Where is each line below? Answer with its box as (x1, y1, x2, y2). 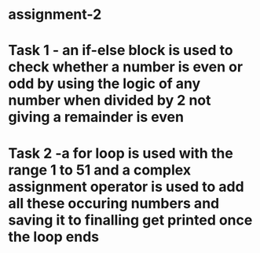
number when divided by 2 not (8, 92, 211, 109)
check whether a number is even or (8, 58, 244, 76)
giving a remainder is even (8, 108, 185, 126)
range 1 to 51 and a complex (8, 161, 191, 178)
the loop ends (8, 228, 100, 245)
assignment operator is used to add (8, 178, 245, 196)
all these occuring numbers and (8, 194, 220, 212)
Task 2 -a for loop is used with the (8, 144, 233, 162)
